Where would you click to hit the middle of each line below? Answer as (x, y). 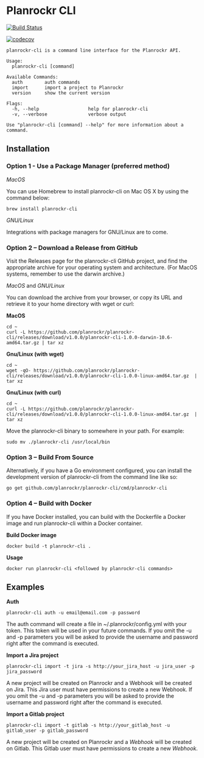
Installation (28, 149)
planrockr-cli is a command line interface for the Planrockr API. (94, 50)
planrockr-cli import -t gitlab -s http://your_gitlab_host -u (88, 725)
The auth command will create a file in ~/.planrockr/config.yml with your (97, 624)
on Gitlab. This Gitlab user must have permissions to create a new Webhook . (102, 748)
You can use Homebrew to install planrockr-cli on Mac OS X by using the (97, 191)
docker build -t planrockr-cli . (49, 546)
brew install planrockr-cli (42, 209)
